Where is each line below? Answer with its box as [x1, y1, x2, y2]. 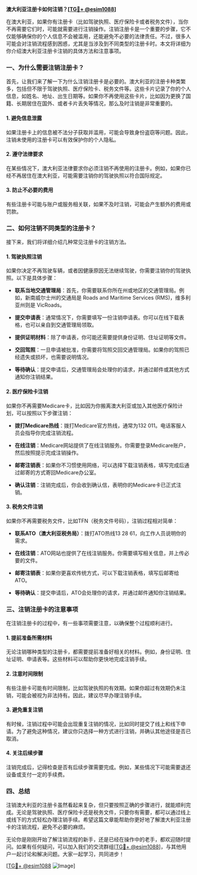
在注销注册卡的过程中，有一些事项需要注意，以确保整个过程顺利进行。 [6, 620, 176, 627]
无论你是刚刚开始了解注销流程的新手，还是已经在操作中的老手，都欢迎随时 [6, 836, 186, 843]
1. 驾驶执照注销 [6, 253, 42, 260]
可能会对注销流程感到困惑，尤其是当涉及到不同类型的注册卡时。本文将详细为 [6, 40, 191, 47]
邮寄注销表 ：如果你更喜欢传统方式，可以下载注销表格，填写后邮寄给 [14, 569, 179, 576]
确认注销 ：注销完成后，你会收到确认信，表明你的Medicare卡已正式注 [14, 481, 182, 489]
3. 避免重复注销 [6, 706, 43, 713]
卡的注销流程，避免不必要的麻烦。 [6, 823, 89, 830]
